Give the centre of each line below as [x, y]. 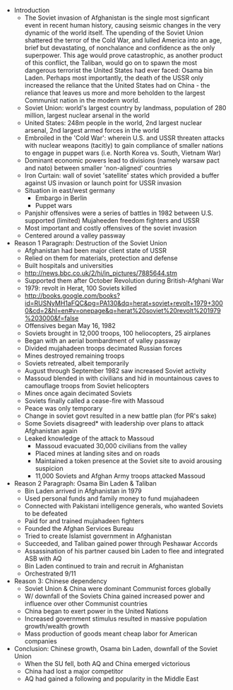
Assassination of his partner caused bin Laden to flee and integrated [124, 551]
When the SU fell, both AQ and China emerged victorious [107, 663]
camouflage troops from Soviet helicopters [87, 386]
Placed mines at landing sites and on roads [97, 453]
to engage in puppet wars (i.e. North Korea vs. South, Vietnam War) [123, 153]
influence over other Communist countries [86, 603]
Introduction [32, 10]
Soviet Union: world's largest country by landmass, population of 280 [125, 108]
